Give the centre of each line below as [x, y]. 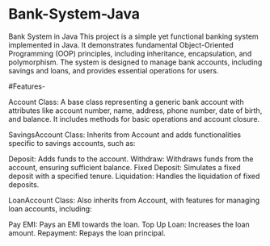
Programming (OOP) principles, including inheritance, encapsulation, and [130, 53]
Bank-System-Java [74, 14]
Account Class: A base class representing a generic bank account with [126, 102]
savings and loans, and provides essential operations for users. [114, 70]
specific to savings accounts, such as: [72, 143]
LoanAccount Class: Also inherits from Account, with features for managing [134, 200]
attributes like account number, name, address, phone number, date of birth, [135, 110]
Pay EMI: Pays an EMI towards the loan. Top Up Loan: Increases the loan [129, 224]
